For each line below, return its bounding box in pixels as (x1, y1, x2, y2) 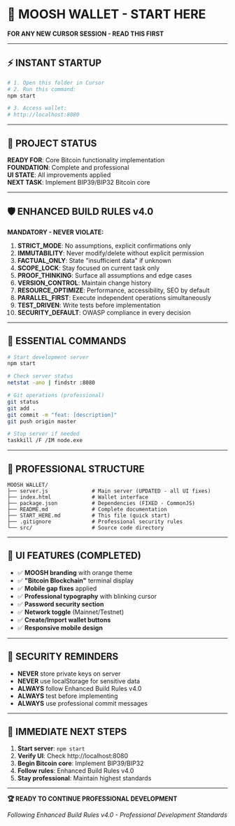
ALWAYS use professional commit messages (17, 699, 148, 707)
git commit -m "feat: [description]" (7, 411, 117, 418)
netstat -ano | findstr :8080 (7, 379, 96, 387)
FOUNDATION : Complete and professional (7, 163, 129, 171)
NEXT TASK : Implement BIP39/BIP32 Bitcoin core (7, 178, 150, 186)
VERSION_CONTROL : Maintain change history (17, 278, 152, 287)
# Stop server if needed (7, 430, 80, 438)
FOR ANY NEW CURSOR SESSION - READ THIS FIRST (7, 29, 164, 38)
